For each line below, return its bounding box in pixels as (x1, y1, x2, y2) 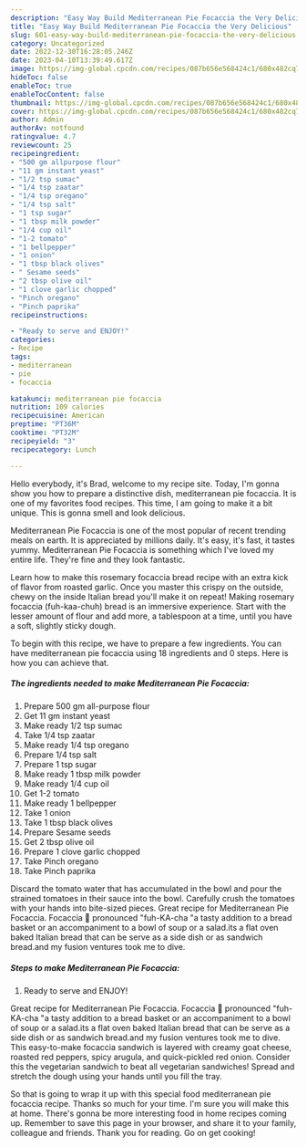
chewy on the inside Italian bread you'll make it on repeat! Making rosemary (10, 590, 295, 602)
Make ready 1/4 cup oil (23, 778, 110, 789)
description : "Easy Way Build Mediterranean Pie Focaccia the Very (10, 13, 272, 23)
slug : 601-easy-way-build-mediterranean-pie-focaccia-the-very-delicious (10, 30, 297, 39)
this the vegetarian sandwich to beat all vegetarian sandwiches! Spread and (10, 1061, 295, 1072)
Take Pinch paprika (23, 866, 97, 877)
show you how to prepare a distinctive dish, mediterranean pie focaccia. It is (10, 487, 297, 498)
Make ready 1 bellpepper (23, 798, 117, 808)
